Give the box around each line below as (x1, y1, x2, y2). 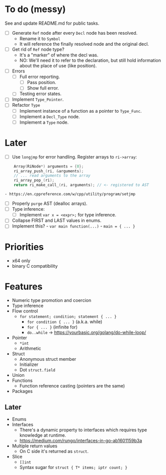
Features (5, 281, 43, 292)
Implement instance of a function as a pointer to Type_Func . (19, 108, 142, 114)
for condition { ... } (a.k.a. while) (27, 319, 103, 325)
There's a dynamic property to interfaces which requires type (19, 427, 147, 433)
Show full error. (27, 85, 59, 91)
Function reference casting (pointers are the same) (19, 383, 125, 389)
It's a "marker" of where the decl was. (19, 52, 99, 58)
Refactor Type (12, 102, 41, 108)
